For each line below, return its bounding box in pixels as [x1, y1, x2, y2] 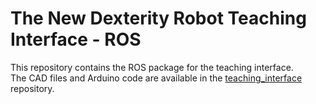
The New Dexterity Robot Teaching [10, 7, 307, 30]
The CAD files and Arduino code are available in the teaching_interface [10, 72, 303, 84]
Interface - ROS [10, 28, 142, 51]
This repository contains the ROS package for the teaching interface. [10, 61, 294, 73]
